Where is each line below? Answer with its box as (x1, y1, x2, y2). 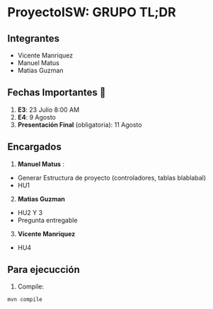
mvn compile (7, 296, 42, 303)
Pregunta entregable (17, 216, 78, 224)
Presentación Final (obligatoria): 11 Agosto (17, 120, 142, 129)
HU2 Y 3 (17, 208, 43, 216)
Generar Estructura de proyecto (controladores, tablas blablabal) (17, 173, 207, 182)
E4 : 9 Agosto (17, 112, 57, 121)
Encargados (7, 141, 62, 153)
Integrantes (7, 33, 60, 45)
